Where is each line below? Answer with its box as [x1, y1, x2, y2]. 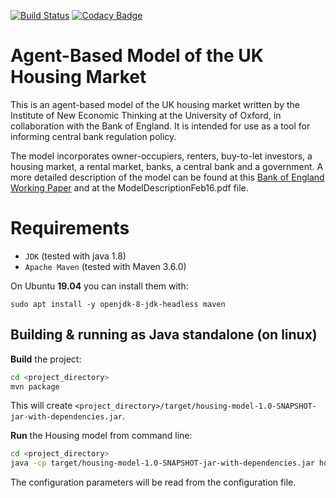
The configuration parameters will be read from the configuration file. [10, 476, 297, 489]
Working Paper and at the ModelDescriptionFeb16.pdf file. [10, 181, 249, 194]
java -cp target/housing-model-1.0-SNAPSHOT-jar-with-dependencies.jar [10, 458, 315, 469]
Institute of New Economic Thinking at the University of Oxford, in [10, 109, 282, 121]
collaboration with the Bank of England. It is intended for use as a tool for [10, 120, 311, 132]
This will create [10, 400, 73, 412]
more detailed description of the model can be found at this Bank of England [10, 171, 325, 183]
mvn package [10, 381, 60, 392]
